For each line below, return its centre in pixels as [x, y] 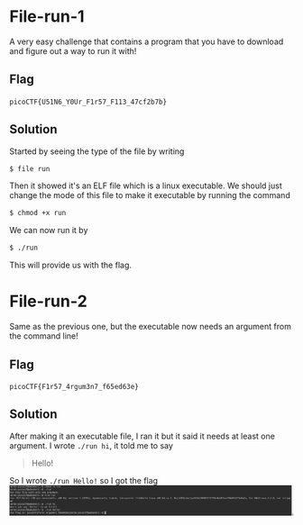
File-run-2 [48, 301]
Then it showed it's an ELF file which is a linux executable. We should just [146, 186]
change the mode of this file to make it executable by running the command [150, 195]
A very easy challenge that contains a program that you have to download [147, 41]
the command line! [44, 336]
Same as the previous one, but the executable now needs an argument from [150, 327]
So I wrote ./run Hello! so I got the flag [84, 480]
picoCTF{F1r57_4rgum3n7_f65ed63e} [74, 386]
